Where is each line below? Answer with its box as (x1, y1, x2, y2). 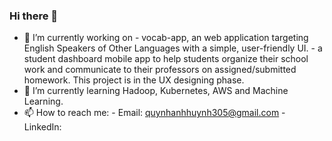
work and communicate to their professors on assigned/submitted (23, 64, 297, 76)
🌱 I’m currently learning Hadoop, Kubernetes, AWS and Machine (23, 85, 289, 97)
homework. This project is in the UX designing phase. (23, 74, 245, 86)
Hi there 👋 (9, 9, 59, 23)
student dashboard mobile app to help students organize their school (23, 53, 309, 65)
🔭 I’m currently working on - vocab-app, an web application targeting (23, 32, 309, 44)
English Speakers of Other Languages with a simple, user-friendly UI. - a (23, 42, 323, 54)
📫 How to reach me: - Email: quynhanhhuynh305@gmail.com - (23, 107, 286, 119)
